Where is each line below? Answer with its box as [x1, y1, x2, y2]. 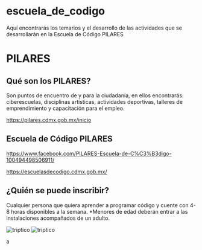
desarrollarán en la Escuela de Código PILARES [6, 30, 124, 37]
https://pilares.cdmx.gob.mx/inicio [6, 116, 92, 123]
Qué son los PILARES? [6, 75, 91, 86]
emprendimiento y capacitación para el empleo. [6, 104, 125, 112]
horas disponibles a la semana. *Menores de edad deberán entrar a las [11, 208, 188, 215]
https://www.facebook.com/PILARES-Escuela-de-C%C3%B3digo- [6, 150, 172, 157]
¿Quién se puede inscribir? [6, 185, 110, 196]
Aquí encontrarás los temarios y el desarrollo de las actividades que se [6, 24, 183, 31]
